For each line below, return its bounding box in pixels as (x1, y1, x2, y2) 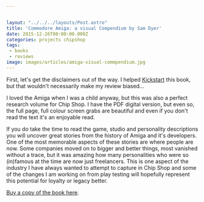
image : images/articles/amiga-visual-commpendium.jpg (6, 59, 146, 65)
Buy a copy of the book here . (6, 189, 79, 196)
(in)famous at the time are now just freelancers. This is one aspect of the (6, 158, 189, 165)
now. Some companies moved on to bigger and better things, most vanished (6, 144, 198, 152)
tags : (6, 42, 20, 49)
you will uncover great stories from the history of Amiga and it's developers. (6, 131, 197, 139)
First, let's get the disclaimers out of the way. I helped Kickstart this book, (6, 75, 191, 83)
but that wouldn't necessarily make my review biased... (6, 82, 144, 89)
